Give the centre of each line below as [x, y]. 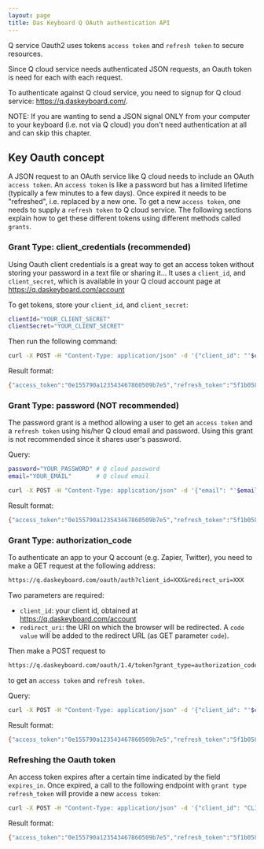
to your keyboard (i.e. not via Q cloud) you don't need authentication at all [128, 124]
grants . [20, 227]
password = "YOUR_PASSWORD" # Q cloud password [84, 469]
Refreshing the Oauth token [62, 759]
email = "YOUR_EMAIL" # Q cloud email [79, 476]
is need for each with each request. [66, 77]
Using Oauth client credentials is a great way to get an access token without [131, 264]
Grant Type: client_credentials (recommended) [99, 247]
